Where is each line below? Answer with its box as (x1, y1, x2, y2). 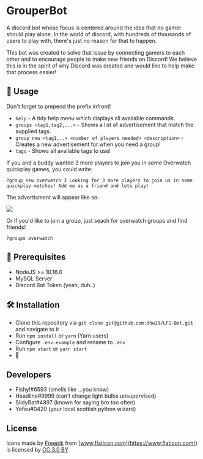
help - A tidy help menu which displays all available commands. (15, 114, 175, 121)
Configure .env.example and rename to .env (15, 339, 125, 346)
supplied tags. (15, 127, 51, 135)
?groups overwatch (6, 235, 53, 241)
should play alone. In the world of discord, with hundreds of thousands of (6, 30, 191, 37)
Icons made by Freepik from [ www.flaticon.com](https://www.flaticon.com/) (6, 439, 197, 447)
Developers (6, 369, 51, 380)
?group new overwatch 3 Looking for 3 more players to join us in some (6, 177, 193, 183)
